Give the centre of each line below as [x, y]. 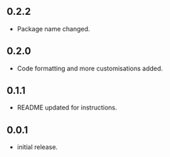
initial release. [37, 147]
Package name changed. [53, 28]
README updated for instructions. [67, 108]
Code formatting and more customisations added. [90, 68]
